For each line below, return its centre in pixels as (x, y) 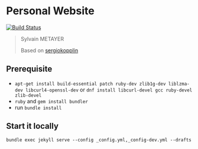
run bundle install (38, 107)
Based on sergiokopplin (49, 50)
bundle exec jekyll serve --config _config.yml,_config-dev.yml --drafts (99, 140)
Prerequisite (29, 69)
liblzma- (179, 84)
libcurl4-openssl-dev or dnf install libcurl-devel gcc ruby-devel (109, 90)
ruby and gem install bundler (51, 101)
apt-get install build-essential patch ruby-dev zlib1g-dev (90, 84)
